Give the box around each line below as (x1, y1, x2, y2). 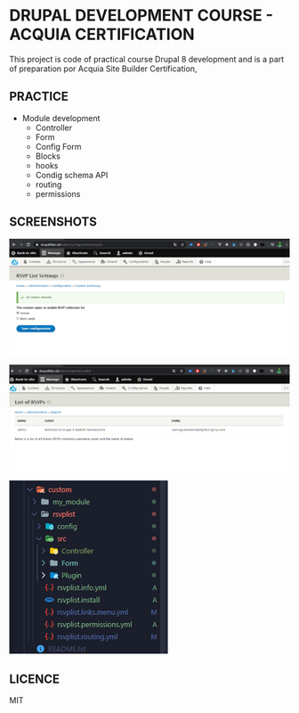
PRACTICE (9, 89, 69, 104)
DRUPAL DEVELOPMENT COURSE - (9, 5, 274, 26)
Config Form (35, 141, 82, 152)
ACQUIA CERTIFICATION (9, 24, 195, 45)
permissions (35, 188, 81, 199)
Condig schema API (35, 169, 109, 180)
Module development (21, 112, 101, 123)
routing (35, 179, 62, 190)
